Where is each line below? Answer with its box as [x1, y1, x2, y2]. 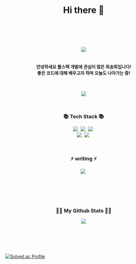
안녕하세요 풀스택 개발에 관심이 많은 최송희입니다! [36, 63, 132, 69]
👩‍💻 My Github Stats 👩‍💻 [55, 207, 112, 214]
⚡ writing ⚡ [70, 155, 97, 162]
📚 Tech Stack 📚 [63, 113, 105, 120]
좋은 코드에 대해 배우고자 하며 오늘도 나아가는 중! [37, 70, 131, 76]
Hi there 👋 [63, 4, 105, 16]
